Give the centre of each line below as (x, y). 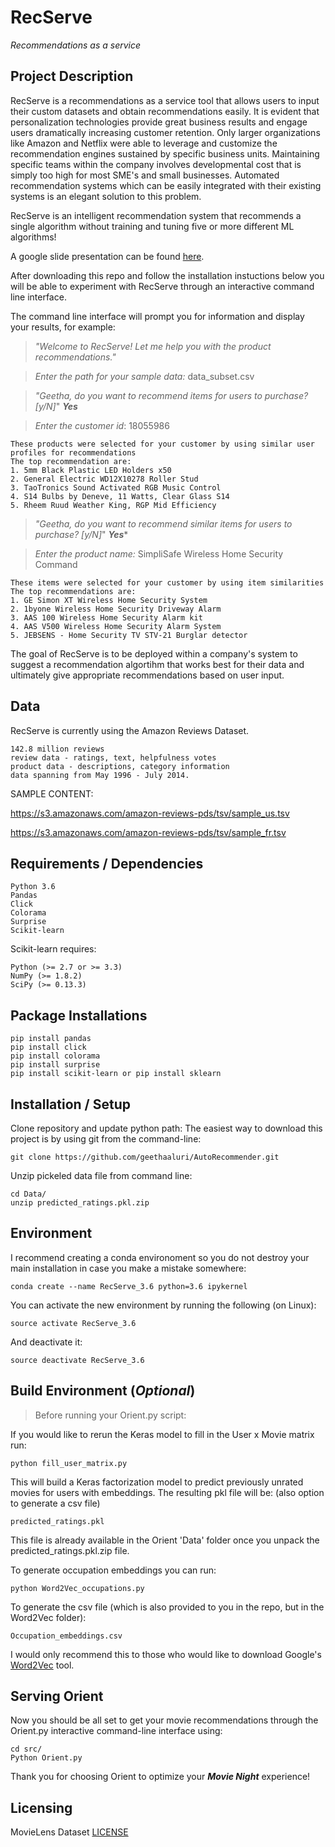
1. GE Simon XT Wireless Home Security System (109, 600)
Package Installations (79, 1015)
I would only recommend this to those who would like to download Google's (166, 1654)
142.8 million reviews (57, 749)
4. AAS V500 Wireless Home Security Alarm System (116, 626)
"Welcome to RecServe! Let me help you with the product (153, 346)
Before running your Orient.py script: (110, 1415)
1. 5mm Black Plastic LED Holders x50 (91, 470)
